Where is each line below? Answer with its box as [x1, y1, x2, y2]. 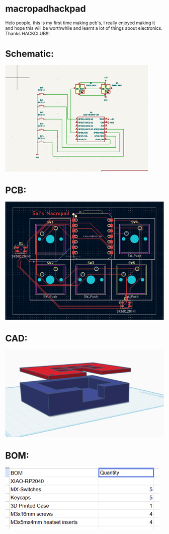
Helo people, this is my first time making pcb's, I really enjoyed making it [5, 20, 155, 26]
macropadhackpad [5, 3, 87, 15]
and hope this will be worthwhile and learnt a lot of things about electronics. [5, 25, 162, 31]
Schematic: [5, 48, 54, 60]
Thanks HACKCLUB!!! [5, 30, 50, 36]
